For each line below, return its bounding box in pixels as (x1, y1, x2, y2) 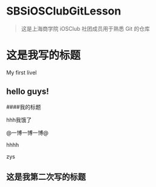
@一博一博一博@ (6, 129, 49, 136)
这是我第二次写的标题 (6, 172, 86, 182)
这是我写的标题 (6, 48, 81, 62)
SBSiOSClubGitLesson (6, 4, 122, 18)
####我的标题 (6, 103, 41, 110)
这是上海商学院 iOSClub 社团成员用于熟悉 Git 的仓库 (21, 25, 150, 32)
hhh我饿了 (6, 116, 32, 123)
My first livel (6, 68, 37, 76)
